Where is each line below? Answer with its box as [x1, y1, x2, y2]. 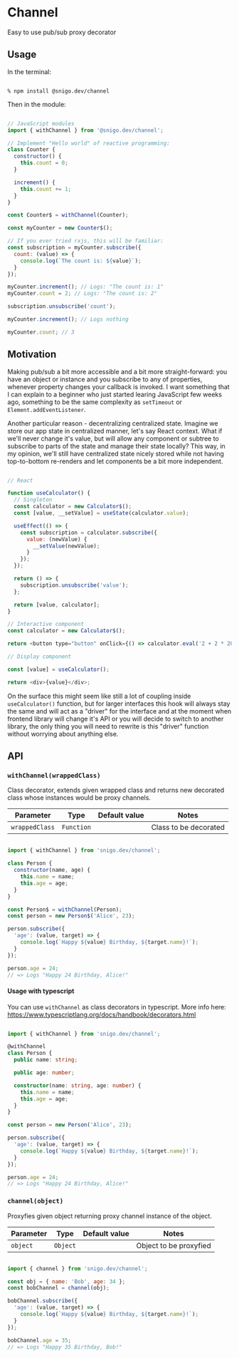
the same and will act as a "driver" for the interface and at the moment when [7, 706, 232, 715]
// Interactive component [7, 621, 84, 628]
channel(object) [7, 1197, 64, 1205]
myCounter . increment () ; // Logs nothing [7, 316, 129, 323]
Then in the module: [7, 100, 66, 108]
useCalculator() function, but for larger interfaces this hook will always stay [7, 699, 230, 708]
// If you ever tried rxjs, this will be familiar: [7, 237, 164, 245]
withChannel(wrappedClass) [7, 771, 101, 779]
